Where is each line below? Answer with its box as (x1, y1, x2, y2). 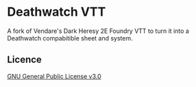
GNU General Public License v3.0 (7, 72, 101, 80)
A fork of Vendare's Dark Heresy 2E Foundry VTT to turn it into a (7, 27, 190, 35)
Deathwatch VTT (7, 4, 106, 20)
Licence (7, 54, 42, 66)
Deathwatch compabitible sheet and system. (7, 34, 134, 42)
